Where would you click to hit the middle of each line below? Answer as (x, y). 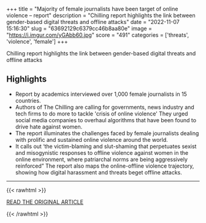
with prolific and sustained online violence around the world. (92, 139)
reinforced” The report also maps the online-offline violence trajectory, (105, 166)
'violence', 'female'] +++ (37, 41)
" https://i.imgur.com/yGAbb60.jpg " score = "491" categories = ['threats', (98, 35)
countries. (28, 100)
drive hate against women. (49, 127)
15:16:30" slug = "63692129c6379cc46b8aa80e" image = (79, 28)
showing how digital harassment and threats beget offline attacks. (98, 172)
